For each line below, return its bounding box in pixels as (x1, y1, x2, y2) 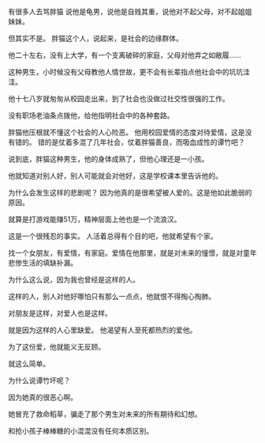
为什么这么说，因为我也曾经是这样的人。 (8, 275, 140, 284)
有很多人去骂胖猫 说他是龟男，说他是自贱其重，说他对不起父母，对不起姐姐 (8, 7, 252, 16)
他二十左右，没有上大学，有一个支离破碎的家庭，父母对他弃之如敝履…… (8, 51, 242, 59)
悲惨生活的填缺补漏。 (8, 258, 77, 267)
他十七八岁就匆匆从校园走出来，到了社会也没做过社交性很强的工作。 (8, 94, 230, 103)
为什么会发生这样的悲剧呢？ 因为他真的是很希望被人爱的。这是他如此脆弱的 (8, 188, 252, 197)
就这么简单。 (8, 359, 50, 368)
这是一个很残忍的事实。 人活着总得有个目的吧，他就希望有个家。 (8, 232, 218, 240)
